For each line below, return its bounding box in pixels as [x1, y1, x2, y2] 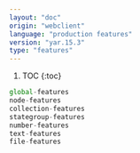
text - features [9, 129, 62, 138]
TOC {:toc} [21, 70, 62, 81]
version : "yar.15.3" [9, 37, 86, 47]
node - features [9, 96, 62, 105]
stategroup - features [9, 112, 86, 121]
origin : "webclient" [9, 21, 86, 30]
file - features [9, 137, 62, 147]
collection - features [9, 104, 86, 113]
